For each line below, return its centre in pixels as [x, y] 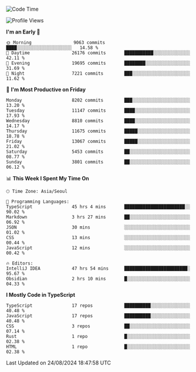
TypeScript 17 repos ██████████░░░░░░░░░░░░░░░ [98, 306]
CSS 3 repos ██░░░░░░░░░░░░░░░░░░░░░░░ [98, 326]
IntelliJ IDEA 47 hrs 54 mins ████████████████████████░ [98, 269]
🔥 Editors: [20, 263]
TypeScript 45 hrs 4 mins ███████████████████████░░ [98, 207]
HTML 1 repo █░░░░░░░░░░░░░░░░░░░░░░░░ [98, 347]
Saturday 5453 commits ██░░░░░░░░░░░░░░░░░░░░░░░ [98, 152]
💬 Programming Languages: [38, 202]
